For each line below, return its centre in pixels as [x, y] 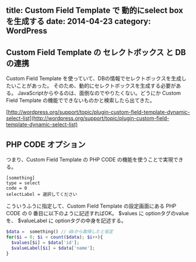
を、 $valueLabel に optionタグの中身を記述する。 [66, 220]
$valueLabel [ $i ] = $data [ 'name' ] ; [53, 248]
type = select [23, 183]
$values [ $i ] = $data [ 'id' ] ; [45, 242]
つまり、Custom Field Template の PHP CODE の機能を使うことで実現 [90, 160]
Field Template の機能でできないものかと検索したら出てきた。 [81, 101]
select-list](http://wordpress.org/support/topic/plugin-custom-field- [88, 118]
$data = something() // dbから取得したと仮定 [60, 232]
